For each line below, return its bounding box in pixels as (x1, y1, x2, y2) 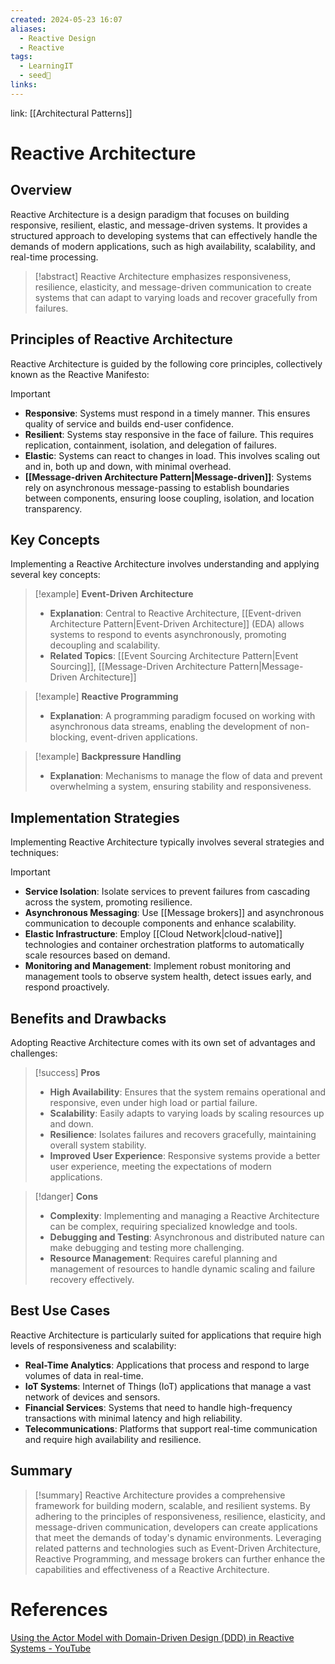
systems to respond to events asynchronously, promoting (49, 629, 287, 641)
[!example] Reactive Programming (34, 691, 179, 703)
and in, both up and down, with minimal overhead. (24, 460, 232, 472)
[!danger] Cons (34, 1191, 99, 1202)
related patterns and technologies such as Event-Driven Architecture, (34, 1542, 321, 1554)
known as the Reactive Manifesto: (10, 368, 150, 380)
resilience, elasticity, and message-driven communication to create (34, 281, 312, 293)
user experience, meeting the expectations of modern (49, 1161, 272, 1172)
